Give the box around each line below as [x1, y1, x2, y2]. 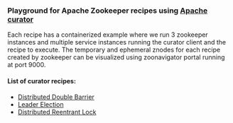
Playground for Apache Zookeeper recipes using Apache [7, 6, 208, 16]
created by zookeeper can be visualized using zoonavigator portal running [7, 53, 225, 61]
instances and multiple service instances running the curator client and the [7, 38, 226, 47]
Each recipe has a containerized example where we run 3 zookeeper [7, 30, 208, 39]
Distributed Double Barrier [17, 93, 94, 101]
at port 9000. [7, 61, 46, 69]
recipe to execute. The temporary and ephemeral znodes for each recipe [7, 45, 221, 54]
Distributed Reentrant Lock [17, 107, 97, 116]
